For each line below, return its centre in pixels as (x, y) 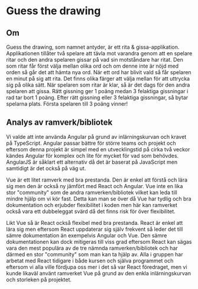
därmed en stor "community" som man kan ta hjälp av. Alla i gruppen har (95, 254)
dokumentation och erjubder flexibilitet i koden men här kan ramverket (92, 205)
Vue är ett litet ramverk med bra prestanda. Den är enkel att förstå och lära (97, 180)
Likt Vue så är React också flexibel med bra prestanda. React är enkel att (95, 223)
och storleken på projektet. (39, 280)
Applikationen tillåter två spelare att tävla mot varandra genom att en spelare (99, 53)
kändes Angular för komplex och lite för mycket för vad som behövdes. (92, 155)
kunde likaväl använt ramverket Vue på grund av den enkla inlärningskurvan (98, 273)
